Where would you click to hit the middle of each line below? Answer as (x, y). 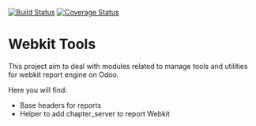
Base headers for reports (60, 105)
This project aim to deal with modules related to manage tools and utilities (128, 66)
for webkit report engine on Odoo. (64, 74)
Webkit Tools (52, 44)
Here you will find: (38, 90)
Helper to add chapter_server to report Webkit (94, 113)
